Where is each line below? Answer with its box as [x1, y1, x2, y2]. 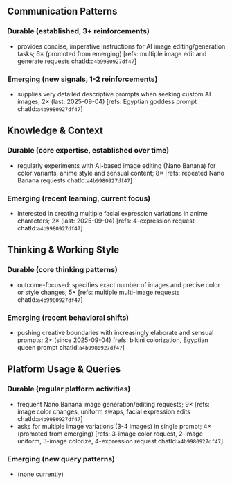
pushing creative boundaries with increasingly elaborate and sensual [17, 328, 214, 337]
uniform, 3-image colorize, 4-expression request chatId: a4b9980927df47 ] [17, 436, 224, 445]
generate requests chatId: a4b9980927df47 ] [17, 57, 137, 65]
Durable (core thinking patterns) [7, 265, 118, 275]
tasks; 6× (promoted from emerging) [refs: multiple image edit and [17, 49, 207, 58]
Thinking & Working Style [7, 244, 120, 256]
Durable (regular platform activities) [7, 384, 131, 394]
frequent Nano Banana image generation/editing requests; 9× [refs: [17, 400, 210, 408]
